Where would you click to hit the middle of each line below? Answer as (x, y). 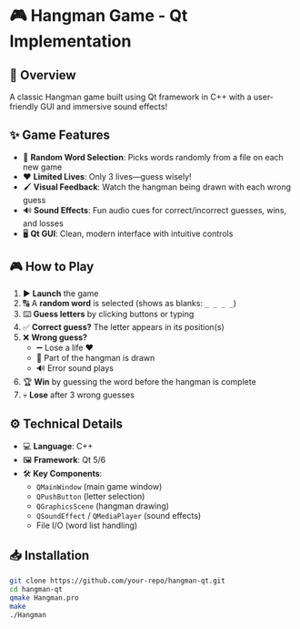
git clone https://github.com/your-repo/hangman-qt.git (117, 581)
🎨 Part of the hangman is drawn (95, 357)
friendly (24, 107)
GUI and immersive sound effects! (104, 107)
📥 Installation (50, 555)
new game (42, 167)
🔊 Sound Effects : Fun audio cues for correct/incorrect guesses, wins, (155, 210)
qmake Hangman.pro (44, 598)
